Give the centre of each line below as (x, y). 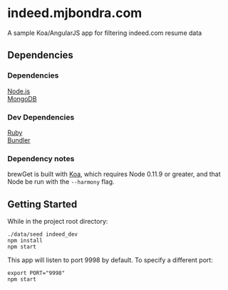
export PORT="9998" (36, 273)
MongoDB (22, 98)
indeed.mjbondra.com (75, 13)
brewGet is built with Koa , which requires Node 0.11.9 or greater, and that (114, 174)
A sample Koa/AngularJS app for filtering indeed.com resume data (105, 33)
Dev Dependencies (41, 117)
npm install (25, 241)
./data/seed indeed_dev (43, 234)
